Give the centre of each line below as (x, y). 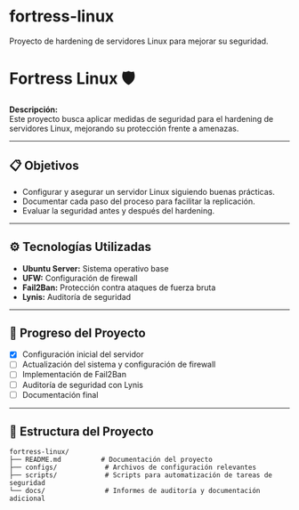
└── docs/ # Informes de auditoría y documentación (135, 491)
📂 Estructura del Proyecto (81, 432)
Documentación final (60, 394)
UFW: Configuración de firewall (80, 278)
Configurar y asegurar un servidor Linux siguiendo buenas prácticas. (149, 191)
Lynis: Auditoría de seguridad (77, 296)
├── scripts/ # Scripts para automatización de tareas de (141, 475)
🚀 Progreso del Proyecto (77, 332)
